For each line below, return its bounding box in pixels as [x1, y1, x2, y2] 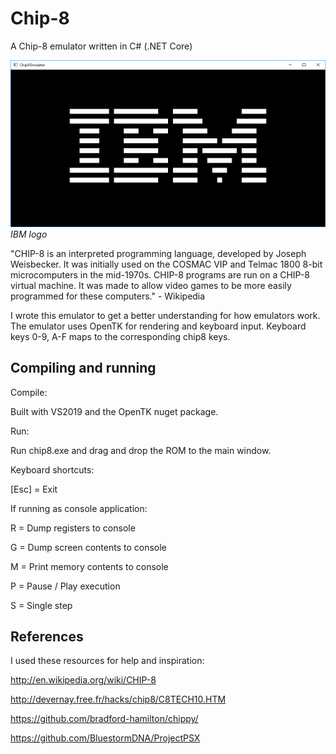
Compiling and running [10, 360, 157, 377]
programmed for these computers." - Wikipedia [10, 290, 206, 302]
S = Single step [10, 599, 73, 611]
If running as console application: [10, 502, 148, 514]
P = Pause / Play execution [10, 580, 121, 592]
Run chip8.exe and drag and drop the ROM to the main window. [10, 444, 272, 456]
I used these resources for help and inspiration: [10, 655, 205, 667]
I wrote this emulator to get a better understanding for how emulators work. [10, 309, 321, 321]
